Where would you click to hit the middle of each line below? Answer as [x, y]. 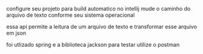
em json [16, 33]
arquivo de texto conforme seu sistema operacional [71, 15]
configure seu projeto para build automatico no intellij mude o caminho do [98, 9]
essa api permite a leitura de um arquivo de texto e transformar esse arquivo [102, 27]
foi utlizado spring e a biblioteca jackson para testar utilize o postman [93, 45]
